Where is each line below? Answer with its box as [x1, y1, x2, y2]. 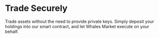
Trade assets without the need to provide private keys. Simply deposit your [5, 19, 155, 24]
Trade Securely [5, 3, 68, 14]
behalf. [5, 28, 19, 34]
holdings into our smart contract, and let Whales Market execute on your [5, 23, 149, 29]
